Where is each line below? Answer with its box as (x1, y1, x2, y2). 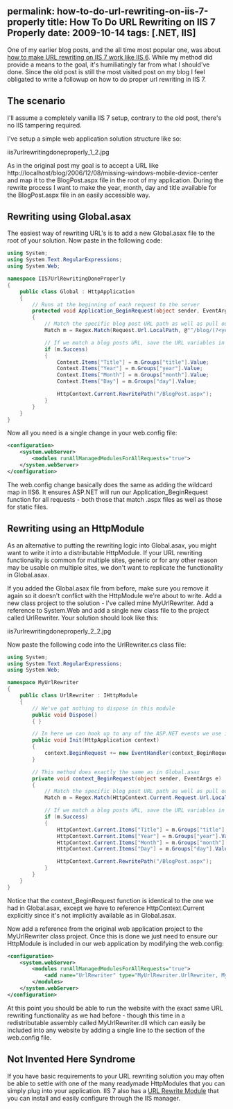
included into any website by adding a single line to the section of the (7, 1026, 205, 1034)
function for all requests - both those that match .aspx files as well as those (7, 495, 223, 503)
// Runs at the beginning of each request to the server (32, 301, 200, 308)
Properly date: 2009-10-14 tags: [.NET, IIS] (7, 27, 196, 39)
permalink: (7, 6, 55, 17)
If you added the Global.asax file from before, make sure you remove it (7, 584, 209, 592)
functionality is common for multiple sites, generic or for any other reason (7, 556, 218, 564)
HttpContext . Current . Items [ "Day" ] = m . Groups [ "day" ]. (56, 846, 216, 853)
